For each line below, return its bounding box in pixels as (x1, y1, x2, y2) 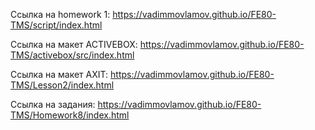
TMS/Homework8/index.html (10, 109, 130, 121)
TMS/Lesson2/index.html (10, 79, 115, 91)
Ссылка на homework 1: (10, 9, 111, 20)
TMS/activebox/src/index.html (10, 49, 135, 61)
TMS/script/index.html (10, 19, 103, 31)
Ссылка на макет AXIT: (10, 69, 109, 80)
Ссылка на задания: (10, 99, 96, 110)
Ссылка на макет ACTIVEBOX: (10, 39, 138, 50)
